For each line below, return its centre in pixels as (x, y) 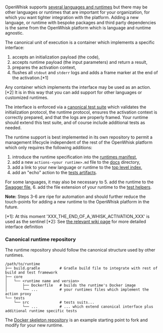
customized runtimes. (27, 98)
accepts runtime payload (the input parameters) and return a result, (80, 62)
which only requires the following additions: (49, 147)
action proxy (18, 294)
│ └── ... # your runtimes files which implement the (77, 290)
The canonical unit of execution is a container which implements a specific (80, 42)
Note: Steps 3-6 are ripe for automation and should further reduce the (75, 196)
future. (12, 207)
